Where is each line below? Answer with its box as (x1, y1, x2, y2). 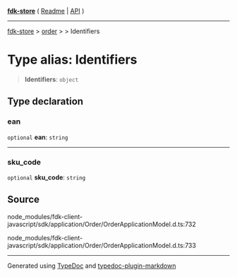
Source (7, 194, 40, 206)
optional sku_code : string (7, 173, 86, 182)
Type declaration (7, 95, 83, 107)
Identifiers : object (24, 75, 79, 83)
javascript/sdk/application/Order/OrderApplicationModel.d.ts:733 (7, 241, 196, 249)
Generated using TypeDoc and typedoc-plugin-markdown (7, 261, 176, 270)
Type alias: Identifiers (7, 52, 138, 68)
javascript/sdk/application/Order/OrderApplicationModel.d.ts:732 (7, 220, 196, 228)
